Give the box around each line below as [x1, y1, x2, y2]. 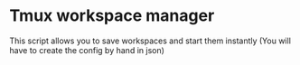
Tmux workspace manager [9, 5, 215, 26]
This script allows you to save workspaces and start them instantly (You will [9, 35, 292, 46]
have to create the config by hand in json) [9, 44, 165, 55]
